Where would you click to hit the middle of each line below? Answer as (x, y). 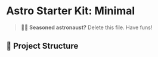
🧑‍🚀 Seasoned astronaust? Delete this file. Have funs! (86, 27)
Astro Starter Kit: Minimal (71, 11)
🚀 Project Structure (42, 46)
